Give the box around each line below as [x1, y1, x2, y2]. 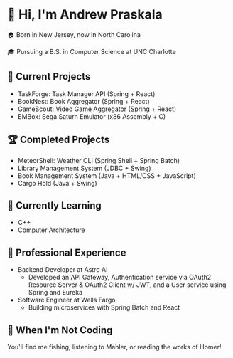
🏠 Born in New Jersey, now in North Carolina [7, 30, 141, 38]
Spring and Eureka [28, 288, 83, 297]
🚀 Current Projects [7, 70, 91, 83]
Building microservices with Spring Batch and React [28, 303, 180, 312]
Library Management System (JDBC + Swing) [17, 164, 151, 172]
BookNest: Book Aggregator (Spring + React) [17, 97, 151, 105]
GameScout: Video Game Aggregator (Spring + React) [17, 105, 177, 113]
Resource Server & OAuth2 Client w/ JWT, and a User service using [28, 280, 227, 289]
